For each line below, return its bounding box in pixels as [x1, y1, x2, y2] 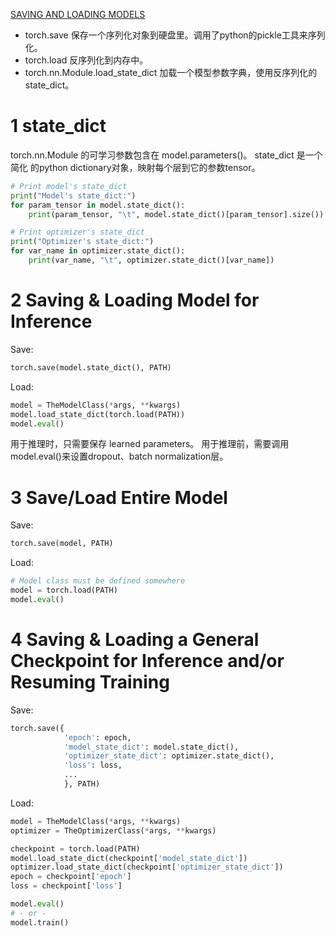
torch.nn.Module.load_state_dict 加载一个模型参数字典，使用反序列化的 [24, 67, 318, 78]
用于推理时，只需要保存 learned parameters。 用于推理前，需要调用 [10, 438, 290, 450]
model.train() [10, 917, 70, 928]
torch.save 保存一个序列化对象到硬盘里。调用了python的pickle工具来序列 [24, 29, 326, 41]
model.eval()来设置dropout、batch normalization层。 [10, 450, 229, 463]
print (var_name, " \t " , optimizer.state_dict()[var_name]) [28, 255, 275, 266]
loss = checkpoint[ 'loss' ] [10, 881, 123, 891]
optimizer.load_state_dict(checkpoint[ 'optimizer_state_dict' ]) [10, 862, 284, 873]
